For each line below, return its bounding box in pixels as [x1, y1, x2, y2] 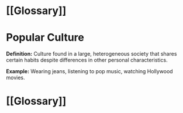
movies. [6, 74, 25, 81]
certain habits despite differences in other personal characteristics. [6, 57, 168, 64]
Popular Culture [6, 31, 85, 44]
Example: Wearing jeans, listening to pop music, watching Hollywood [6, 68, 174, 75]
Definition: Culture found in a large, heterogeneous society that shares [6, 50, 177, 57]
